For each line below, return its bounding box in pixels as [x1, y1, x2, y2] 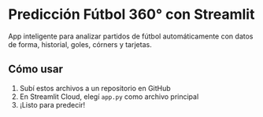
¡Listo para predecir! [19, 100, 86, 109]
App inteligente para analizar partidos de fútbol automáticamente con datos [8, 31, 254, 41]
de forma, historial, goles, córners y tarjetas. [8, 39, 152, 49]
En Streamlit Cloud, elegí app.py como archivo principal [19, 92, 199, 101]
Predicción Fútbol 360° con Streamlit [8, 5, 255, 24]
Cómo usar [8, 63, 64, 76]
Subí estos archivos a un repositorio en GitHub [19, 83, 171, 93]
